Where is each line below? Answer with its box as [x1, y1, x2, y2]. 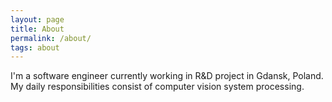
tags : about [10, 42, 60, 53]
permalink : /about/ [10, 33, 92, 43]
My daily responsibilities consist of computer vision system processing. [10, 81, 305, 93]
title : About [10, 24, 65, 34]
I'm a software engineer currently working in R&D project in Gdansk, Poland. [10, 70, 324, 82]
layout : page [10, 14, 65, 25]
